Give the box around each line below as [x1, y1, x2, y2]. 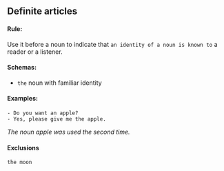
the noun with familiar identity [17, 79, 102, 87]
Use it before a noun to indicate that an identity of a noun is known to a [7, 40, 218, 48]
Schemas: [7, 63, 37, 72]
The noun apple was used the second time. [7, 128, 130, 136]
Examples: [7, 94, 38, 103]
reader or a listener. [7, 48, 63, 56]
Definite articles [7, 6, 78, 17]
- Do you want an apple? [7, 110, 79, 117]
